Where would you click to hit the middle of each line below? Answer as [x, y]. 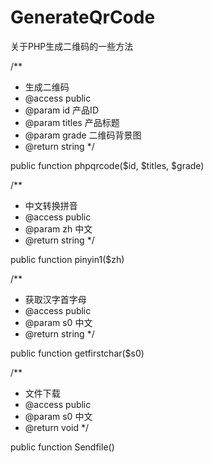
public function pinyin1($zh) [67, 259]
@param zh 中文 [58, 228]
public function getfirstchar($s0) [77, 353]
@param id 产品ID [61, 110]
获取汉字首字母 [55, 299]
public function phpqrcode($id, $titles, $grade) [107, 165]
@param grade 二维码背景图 [83, 135]
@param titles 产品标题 [72, 122]
